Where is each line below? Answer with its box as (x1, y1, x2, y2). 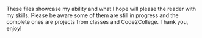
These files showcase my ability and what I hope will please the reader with (6, 6, 197, 12)
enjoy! (6, 25, 22, 32)
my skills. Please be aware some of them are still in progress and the (6, 12, 179, 19)
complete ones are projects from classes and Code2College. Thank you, (6, 18, 189, 25)
